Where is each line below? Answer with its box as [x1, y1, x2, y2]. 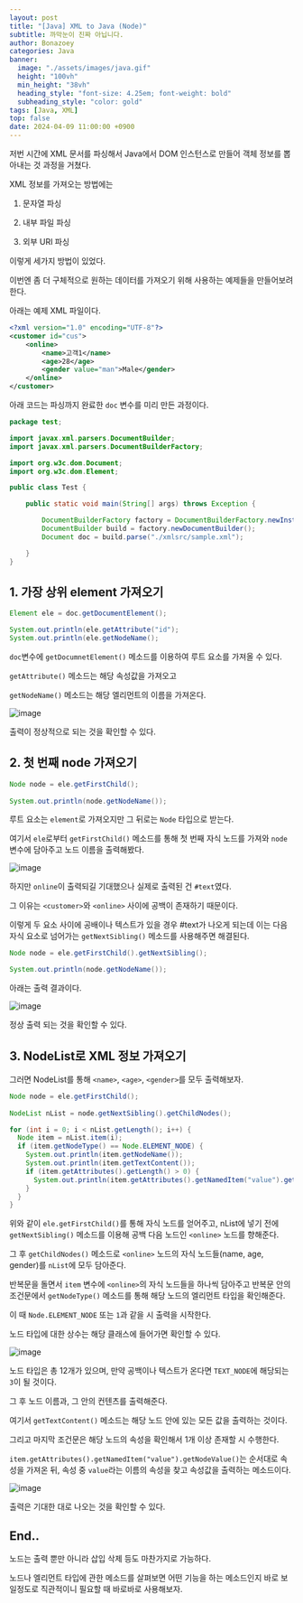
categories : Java [9, 47, 75, 56]
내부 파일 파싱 [22, 218, 71, 228]
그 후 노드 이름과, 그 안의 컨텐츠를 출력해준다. [9, 1396, 169, 1407]
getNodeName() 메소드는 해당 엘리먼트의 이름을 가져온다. [9, 689, 207, 700]
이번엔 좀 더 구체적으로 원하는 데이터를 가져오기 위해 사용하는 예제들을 [9, 275, 255, 285]
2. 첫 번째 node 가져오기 [9, 755, 138, 770]
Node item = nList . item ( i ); [17, 1133, 124, 1142]
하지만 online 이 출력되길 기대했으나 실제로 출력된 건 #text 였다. [9, 881, 232, 892]
